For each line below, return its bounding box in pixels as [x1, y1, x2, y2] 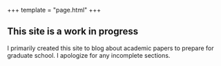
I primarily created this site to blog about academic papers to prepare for [7, 44, 214, 52]
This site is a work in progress [7, 25, 139, 37]
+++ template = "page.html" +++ [7, 6, 102, 14]
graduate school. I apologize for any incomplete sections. [7, 51, 171, 59]
